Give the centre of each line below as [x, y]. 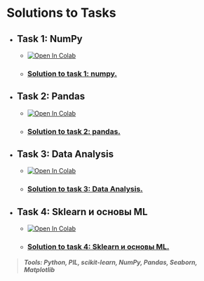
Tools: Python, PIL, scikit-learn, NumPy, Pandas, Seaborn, [110, 262]
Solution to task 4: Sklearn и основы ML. [98, 247]
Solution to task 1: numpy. [72, 74]
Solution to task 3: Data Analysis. [85, 189]
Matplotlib [39, 269]
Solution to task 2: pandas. [74, 131]
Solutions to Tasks [61, 13]
